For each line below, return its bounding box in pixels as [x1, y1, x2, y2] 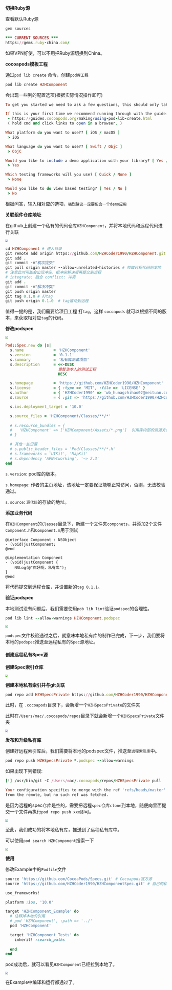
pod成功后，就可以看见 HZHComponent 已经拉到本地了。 [5, 961, 118, 967]
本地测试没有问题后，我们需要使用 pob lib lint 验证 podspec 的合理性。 [5, 605, 153, 611]
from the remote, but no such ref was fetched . [5, 792, 109, 798]
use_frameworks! [5, 890, 40, 895]
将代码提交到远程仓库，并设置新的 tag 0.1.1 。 [5, 584, 102, 590]
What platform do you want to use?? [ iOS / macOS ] [5, 130, 120, 135]
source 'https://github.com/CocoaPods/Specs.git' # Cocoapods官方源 [5, 876, 153, 881]
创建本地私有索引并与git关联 [5, 682, 65, 688]
